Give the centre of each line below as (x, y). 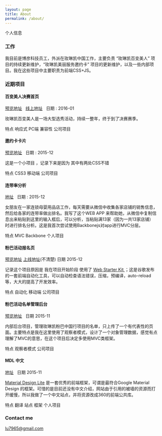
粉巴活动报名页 (20, 247)
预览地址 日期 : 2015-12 (29, 153)
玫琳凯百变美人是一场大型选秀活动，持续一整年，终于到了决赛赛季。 (73, 118)
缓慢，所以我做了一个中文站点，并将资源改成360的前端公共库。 (73, 395)
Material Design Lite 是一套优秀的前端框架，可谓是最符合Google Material (77, 382)
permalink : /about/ (25, 18)
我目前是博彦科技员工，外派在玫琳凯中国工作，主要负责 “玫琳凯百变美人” (77, 58)
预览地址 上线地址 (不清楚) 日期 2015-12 (44, 259)
